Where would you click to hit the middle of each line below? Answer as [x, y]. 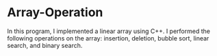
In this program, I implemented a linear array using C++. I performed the [109, 31]
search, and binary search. [45, 45]
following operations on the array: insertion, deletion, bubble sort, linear [108, 38]
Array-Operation [55, 12]
